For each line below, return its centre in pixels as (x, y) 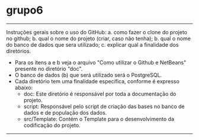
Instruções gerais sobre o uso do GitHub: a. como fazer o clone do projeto (97, 32)
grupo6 (25, 10)
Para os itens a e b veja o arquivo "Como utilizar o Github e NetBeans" (100, 62)
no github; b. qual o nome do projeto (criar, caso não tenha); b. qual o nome (99, 38)
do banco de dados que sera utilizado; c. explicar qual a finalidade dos (92, 44)
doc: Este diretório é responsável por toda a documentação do (100, 94)
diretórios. (19, 51)
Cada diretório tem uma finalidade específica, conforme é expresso (97, 81)
